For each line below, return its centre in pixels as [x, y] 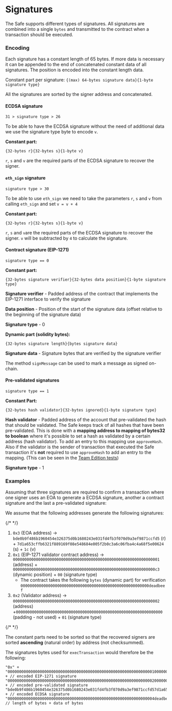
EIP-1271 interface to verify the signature [48, 299]
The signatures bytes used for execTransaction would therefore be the [79, 653]
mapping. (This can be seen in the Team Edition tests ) [62, 458]
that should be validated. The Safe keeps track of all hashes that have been [85, 425]
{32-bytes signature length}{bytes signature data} [61, 344]
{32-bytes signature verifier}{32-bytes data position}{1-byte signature [86, 280]
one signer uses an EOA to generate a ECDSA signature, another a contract [85, 498]
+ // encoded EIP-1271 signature [41, 676]
